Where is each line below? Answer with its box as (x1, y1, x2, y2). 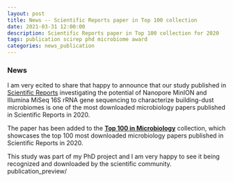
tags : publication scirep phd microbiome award (7, 36, 148, 43)
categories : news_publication (7, 42, 95, 49)
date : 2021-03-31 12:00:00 (7, 23, 86, 30)
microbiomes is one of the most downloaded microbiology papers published (7, 104, 226, 112)
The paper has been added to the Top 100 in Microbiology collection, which (7, 124, 226, 133)
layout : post (7, 10, 45, 17)
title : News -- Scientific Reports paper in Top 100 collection (7, 17, 198, 24)
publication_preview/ (7, 167, 67, 176)
